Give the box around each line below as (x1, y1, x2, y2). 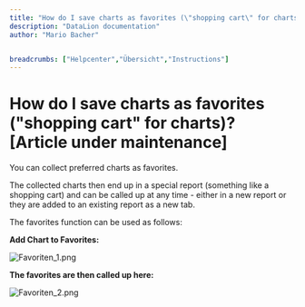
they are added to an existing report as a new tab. (9, 199, 195, 210)
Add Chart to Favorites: (9, 234, 100, 245)
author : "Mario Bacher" (9, 30, 100, 39)
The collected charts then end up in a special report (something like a (9, 180, 270, 191)
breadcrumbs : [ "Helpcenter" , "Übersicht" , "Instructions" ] (9, 54, 230, 64)
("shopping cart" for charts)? (9, 113, 236, 134)
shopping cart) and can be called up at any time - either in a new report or (9, 190, 287, 201)
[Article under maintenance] (9, 133, 228, 153)
